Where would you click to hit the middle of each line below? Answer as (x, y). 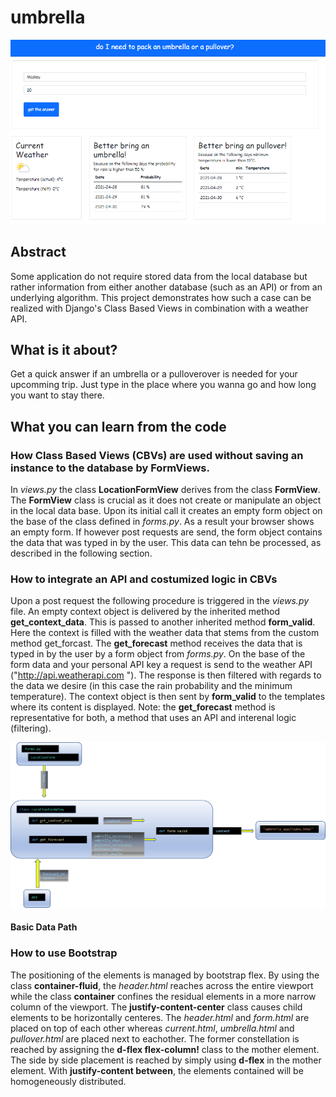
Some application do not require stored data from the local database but (159, 276)
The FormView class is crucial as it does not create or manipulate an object (166, 500)
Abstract (38, 252)
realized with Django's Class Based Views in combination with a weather (159, 308)
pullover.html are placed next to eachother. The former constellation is (155, 1038)
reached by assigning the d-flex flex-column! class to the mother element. (165, 1049)
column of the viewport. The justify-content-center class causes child (156, 1007)
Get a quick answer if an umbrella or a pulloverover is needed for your (154, 374)
